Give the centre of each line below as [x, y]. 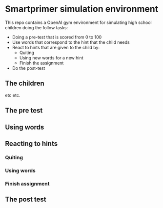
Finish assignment [27, 184]
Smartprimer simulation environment [82, 9]
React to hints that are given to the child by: [56, 47]
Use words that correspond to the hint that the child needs [71, 42]
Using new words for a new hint [51, 57]
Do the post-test [29, 68]
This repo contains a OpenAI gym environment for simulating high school [79, 22]
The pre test [24, 111]
